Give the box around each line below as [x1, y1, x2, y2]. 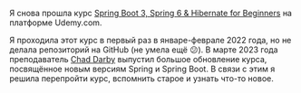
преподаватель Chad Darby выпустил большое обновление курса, [9, 54, 267, 64]
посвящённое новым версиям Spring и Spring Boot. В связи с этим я [9, 63, 276, 74]
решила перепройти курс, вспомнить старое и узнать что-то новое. [9, 73, 274, 84]
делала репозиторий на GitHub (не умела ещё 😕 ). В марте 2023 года [9, 44, 278, 55]
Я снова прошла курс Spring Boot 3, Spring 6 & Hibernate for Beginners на [9, 8, 293, 18]
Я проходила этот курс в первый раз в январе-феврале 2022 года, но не [9, 35, 292, 45]
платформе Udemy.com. [9, 17, 102, 28]
